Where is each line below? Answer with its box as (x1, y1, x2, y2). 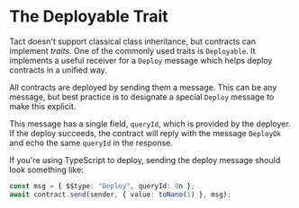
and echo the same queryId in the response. (9, 137, 174, 148)
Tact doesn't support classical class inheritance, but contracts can (9, 36, 257, 47)
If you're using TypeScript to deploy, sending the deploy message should (9, 154, 281, 165)
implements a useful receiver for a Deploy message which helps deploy (9, 55, 273, 65)
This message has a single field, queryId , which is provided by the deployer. (9, 118, 291, 129)
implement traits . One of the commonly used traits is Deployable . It (9, 45, 256, 56)
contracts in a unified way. (9, 65, 108, 75)
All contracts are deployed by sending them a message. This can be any (9, 82, 277, 92)
